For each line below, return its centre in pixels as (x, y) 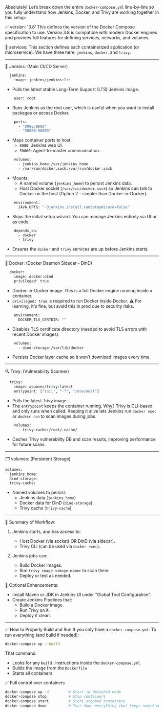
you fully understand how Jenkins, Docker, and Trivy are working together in (82, 12)
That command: (21, 653)
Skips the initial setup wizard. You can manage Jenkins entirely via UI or (84, 216)
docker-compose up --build (32, 644)
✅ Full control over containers (35, 683)
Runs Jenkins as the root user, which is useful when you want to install (83, 108)
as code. (21, 222)
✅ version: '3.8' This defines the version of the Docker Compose (70, 27)
